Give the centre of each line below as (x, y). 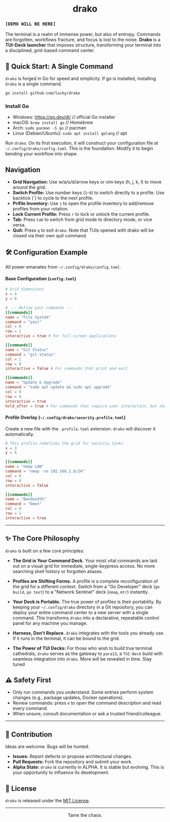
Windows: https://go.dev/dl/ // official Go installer (64, 117)
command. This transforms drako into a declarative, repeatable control (86, 618)
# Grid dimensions (25, 289)
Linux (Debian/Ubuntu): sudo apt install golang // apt (70, 133)
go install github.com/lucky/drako (43, 93)
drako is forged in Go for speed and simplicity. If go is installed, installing (81, 78)
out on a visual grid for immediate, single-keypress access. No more (84, 566)
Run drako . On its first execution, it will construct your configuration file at (82, 143)
